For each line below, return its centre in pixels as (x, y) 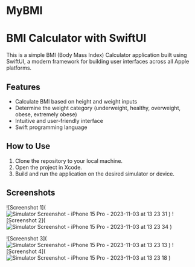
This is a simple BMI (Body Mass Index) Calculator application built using (97, 55)
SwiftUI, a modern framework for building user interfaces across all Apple (98, 62)
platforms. (19, 68)
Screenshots (31, 193)
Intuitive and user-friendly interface (59, 120)
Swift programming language (51, 127)
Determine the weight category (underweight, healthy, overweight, (98, 108)
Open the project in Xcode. (49, 167)
